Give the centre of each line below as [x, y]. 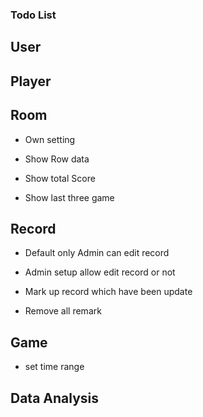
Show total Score [60, 178]
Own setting [50, 139]
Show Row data [57, 159]
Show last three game [69, 197]
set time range [54, 367]
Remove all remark [63, 311]
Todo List [33, 15]
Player [31, 81]
